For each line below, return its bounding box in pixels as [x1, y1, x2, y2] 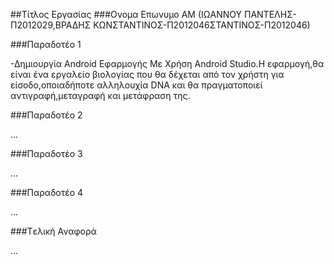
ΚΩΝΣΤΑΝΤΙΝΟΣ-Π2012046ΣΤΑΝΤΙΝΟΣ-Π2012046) [93, 19, 311, 31]
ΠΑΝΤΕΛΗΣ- [244, 9, 297, 20]
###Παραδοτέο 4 [10, 187, 84, 198]
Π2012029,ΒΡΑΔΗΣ [10, 19, 92, 31]
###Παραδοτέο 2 [10, 109, 83, 121]
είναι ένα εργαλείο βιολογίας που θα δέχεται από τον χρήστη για [10, 69, 285, 80]
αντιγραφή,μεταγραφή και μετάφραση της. [10, 90, 191, 101]
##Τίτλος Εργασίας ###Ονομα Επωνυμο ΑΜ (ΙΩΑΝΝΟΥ [10, 9, 243, 20]
